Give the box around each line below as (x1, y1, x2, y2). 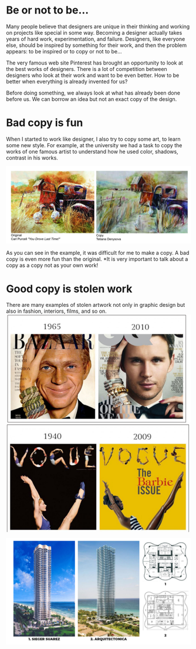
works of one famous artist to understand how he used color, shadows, (6, 148, 178, 155)
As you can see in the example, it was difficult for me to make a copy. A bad (6, 249, 190, 256)
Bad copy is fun (6, 116, 83, 130)
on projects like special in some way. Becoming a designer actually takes (6, 29, 183, 36)
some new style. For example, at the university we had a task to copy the (6, 141, 183, 148)
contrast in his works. (6, 154, 59, 161)
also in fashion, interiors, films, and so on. (6, 307, 107, 315)
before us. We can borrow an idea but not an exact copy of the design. (6, 95, 177, 103)
